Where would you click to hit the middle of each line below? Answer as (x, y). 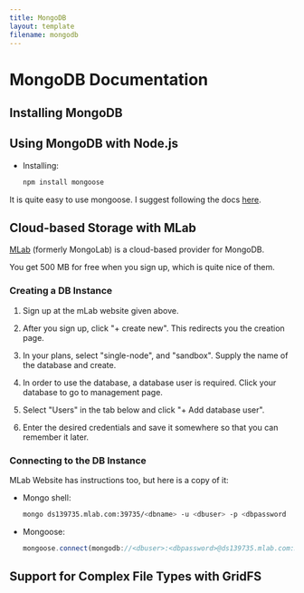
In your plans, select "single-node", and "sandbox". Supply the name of (155, 355)
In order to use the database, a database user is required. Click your (149, 383)
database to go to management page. (92, 392)
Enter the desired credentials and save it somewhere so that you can (150, 427)
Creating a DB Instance (61, 291)
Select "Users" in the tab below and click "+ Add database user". (143, 410)
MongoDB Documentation (109, 79)
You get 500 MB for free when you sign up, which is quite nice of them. (142, 267)
